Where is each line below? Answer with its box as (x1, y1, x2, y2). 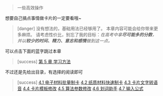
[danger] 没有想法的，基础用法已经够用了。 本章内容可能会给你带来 (17, 25, 154, 31)
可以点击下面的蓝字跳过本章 (5, 48, 62, 54)
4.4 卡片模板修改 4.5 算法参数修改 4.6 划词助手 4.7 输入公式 (23, 86, 144, 91)
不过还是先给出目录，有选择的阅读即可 (5, 69, 83, 75)
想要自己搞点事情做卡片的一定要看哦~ (5, 15, 82, 21)
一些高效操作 (17, 5, 43, 10)
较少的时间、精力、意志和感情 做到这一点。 (26, 38, 112, 44)
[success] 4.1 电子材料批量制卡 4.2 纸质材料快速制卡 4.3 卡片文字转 (17, 79, 154, 85)
